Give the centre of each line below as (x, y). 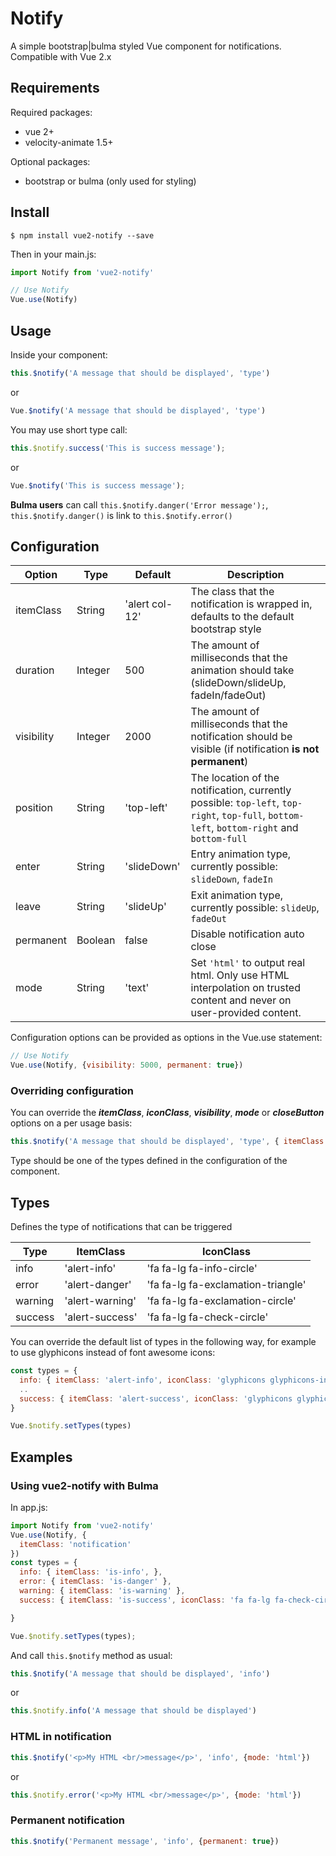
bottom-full (219, 839)
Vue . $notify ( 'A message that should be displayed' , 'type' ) (138, 410)
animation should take (242, 670)
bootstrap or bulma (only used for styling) (110, 181)
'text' (137, 988)
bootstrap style (226, 629)
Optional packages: (50, 161)
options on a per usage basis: (71, 1123)
